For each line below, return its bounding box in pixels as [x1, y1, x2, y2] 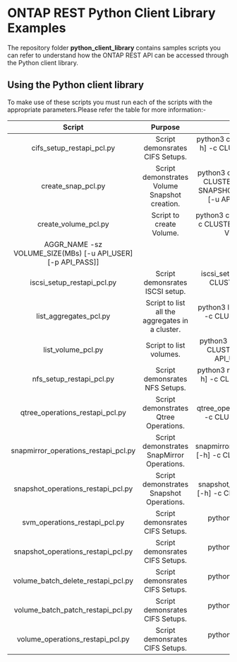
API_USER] [97, 248, 133, 258]
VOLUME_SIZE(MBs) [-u [13, 248, 96, 258]
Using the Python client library [7, 79, 145, 91]
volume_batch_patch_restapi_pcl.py [13, 605, 133, 615]
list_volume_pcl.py [43, 345, 104, 355]
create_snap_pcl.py [41, 181, 106, 190]
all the [154, 307, 176, 316]
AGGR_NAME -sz [44, 239, 103, 249]
